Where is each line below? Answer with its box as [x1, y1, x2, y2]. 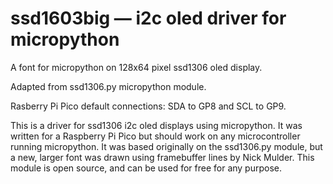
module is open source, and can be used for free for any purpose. [10, 162, 282, 174]
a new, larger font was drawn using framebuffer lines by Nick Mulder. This [10, 151, 315, 163]
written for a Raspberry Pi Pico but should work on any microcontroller [10, 130, 301, 142]
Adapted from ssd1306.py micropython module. [10, 80, 207, 92]
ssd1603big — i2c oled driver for [10, 7, 287, 30]
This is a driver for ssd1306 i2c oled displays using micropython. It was [10, 119, 303, 131]
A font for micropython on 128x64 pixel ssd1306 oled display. [10, 61, 263, 73]
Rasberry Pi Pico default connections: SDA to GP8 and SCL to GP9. [10, 100, 287, 112]
